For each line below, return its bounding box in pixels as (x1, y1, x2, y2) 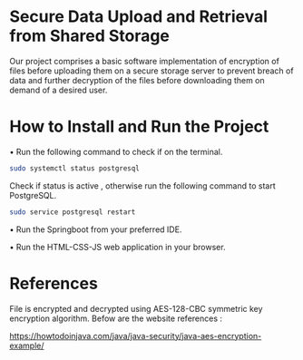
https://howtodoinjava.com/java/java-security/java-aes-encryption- (9, 330, 262, 341)
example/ (9, 340, 44, 351)
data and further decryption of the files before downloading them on (9, 74, 265, 85)
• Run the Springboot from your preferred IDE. (9, 224, 182, 235)
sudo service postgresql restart (9, 207, 136, 217)
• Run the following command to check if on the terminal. (9, 146, 223, 157)
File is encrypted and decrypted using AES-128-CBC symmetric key (9, 303, 263, 314)
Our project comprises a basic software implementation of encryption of (9, 55, 279, 66)
